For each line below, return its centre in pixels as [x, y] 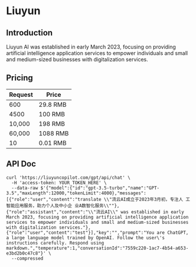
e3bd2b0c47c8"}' [26, 253]
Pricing [20, 78]
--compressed [27, 258]
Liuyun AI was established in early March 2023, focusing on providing [91, 47]
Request [21, 95]
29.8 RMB [53, 105]
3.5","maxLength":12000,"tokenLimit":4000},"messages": [76, 193]
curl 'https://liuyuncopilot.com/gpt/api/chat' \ [68, 178]
